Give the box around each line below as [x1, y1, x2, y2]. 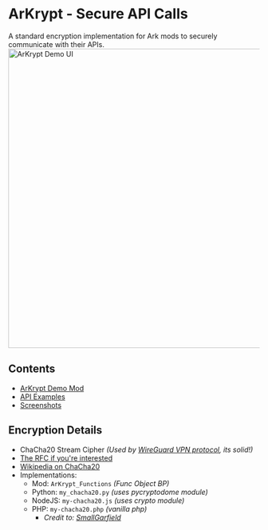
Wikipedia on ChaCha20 [19, 461, 100, 471]
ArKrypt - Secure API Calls [8, 5, 189, 23]
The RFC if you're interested [19, 453, 113, 463]
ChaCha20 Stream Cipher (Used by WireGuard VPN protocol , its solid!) [19, 445, 254, 454]
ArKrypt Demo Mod [19, 383, 85, 393]
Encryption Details [8, 424, 103, 437]
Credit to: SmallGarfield [43, 512, 121, 522]
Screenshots [19, 400, 62, 409]
